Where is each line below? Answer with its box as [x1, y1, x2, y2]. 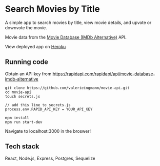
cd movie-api [5, 89, 32, 95]
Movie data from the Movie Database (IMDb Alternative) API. [5, 34, 127, 40]
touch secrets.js [5, 94, 40, 99]
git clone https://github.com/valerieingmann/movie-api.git [5, 85, 130, 90]
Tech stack [5, 143, 40, 151]
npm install [5, 115, 29, 120]
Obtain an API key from [5, 71, 52, 77]
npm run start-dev [5, 120, 42, 124]
